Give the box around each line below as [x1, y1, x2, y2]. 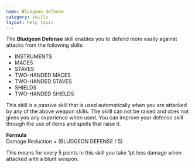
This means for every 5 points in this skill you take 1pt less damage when [6, 149, 182, 156]
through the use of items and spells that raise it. [6, 121, 121, 128]
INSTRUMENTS [14, 53, 53, 60]
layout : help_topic [6, 19, 54, 25]
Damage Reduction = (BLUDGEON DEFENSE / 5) [6, 138, 123, 145]
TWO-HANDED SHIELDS [14, 90, 74, 97]
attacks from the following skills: [6, 42, 84, 49]
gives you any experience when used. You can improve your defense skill [6, 114, 183, 121]
